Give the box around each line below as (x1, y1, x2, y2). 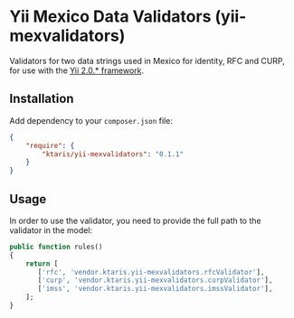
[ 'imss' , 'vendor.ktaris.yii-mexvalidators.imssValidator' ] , (37, 285, 273, 294)
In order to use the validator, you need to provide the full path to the (9, 215, 261, 226)
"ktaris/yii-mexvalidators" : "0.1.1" (42, 149, 184, 159)
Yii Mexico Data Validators (9, 6, 212, 27)
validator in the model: (9, 224, 93, 236)
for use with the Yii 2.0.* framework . (9, 65, 145, 76)
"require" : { (25, 141, 75, 150)
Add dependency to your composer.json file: (9, 115, 174, 126)
